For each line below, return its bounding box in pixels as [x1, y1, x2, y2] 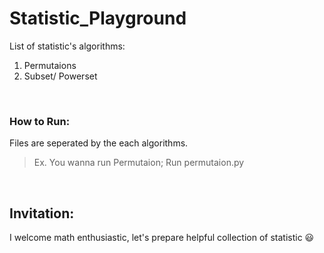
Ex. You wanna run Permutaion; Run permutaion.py [33, 157, 245, 169]
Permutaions [23, 59, 77, 71]
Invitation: [9, 205, 75, 222]
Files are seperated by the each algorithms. [9, 137, 189, 149]
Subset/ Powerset [23, 70, 98, 82]
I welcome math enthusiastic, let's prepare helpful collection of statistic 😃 [9, 232, 315, 244]
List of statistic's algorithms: [9, 40, 126, 52]
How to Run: [9, 114, 71, 128]
